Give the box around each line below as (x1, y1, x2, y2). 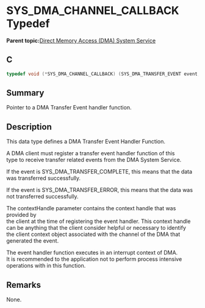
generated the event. (6, 237, 59, 244)
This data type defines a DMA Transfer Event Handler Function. (6, 138, 166, 145)
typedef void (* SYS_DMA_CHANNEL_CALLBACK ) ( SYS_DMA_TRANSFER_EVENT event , (6, 71, 201, 77)
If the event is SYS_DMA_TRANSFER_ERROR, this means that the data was (6, 186, 193, 194)
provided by (6, 211, 37, 219)
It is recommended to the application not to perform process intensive (6, 255, 182, 263)
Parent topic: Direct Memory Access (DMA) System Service (6, 37, 156, 44)
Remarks (6, 279, 41, 290)
